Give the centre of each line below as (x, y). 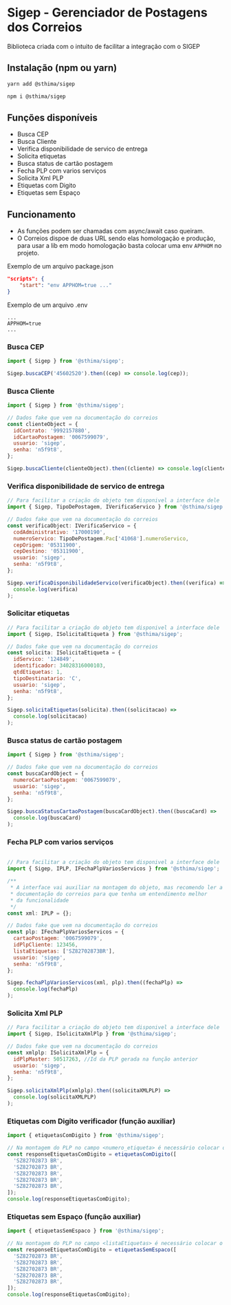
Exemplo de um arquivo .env (47, 305)
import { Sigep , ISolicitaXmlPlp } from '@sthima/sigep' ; (92, 1034)
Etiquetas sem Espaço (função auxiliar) (74, 1216)
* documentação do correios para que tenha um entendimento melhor (109, 894)
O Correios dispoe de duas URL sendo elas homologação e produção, (116, 238)
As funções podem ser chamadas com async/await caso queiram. (111, 231)
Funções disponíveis (52, 117)
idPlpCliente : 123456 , (46, 945)
